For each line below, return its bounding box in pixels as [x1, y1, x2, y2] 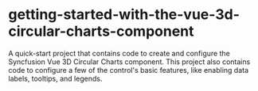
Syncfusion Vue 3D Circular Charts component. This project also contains [8, 57, 251, 66]
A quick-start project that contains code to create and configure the [8, 48, 231, 58]
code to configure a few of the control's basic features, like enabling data [8, 65, 249, 74]
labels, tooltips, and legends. [8, 74, 103, 83]
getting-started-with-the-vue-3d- [8, 6, 240, 24]
